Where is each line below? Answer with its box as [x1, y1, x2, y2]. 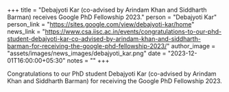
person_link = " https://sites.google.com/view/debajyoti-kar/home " [7, 20, 195, 28]
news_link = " [7, 27, 46, 35]
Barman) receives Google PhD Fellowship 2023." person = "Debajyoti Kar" [7, 13, 217, 21]
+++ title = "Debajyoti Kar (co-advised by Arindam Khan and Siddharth [7, 6, 207, 14]
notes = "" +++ [67, 57, 110, 64]
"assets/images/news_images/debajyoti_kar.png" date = [7, 49, 167, 57]
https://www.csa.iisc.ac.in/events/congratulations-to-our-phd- [45, 27, 221, 35]
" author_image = [167, 42, 216, 50]
